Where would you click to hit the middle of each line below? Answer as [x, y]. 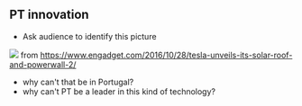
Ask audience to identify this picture [89, 36]
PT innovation [49, 15]
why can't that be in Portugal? [78, 82]
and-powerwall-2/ [43, 64]
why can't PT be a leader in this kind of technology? [119, 91]
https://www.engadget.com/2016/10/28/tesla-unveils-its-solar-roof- [166, 55]
